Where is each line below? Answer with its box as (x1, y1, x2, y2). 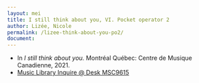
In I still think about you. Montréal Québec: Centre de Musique (16, 54, 193, 62)
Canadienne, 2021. (16, 61, 70, 69)
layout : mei (7, 10, 41, 17)
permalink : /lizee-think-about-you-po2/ (7, 29, 124, 36)
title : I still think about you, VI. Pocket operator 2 (7, 16, 170, 23)
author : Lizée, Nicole (7, 22, 72, 29)
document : (7, 35, 36, 42)
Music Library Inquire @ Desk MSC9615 (16, 69, 130, 77)
